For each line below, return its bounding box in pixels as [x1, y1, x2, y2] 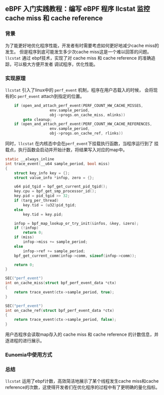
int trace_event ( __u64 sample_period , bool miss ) [5, 161, 110, 166]
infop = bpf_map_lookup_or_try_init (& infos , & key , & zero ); [14, 221, 139, 226]
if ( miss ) [14, 235, 35, 240]
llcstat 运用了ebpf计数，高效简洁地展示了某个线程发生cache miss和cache [5, 378, 159, 384]
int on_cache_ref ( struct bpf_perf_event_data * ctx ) [5, 308, 114, 313]
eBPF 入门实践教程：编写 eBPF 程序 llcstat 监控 [5, 4, 150, 13]
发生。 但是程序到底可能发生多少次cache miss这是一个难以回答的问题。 [5, 49, 152, 55]
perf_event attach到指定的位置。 [17, 93, 84, 99]
